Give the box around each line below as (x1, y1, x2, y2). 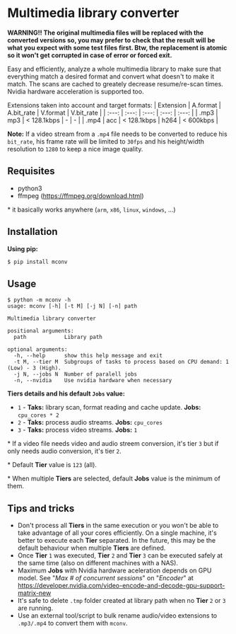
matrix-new (17, 589, 52, 597)
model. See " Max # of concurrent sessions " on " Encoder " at (17, 574, 194, 582)
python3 (17, 184, 42, 192)
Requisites (7, 165, 55, 178)
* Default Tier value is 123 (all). (7, 461, 98, 469)
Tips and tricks (7, 502, 75, 514)
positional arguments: (7, 328, 74, 335)
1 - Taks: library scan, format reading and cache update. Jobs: (17, 403, 201, 412)
